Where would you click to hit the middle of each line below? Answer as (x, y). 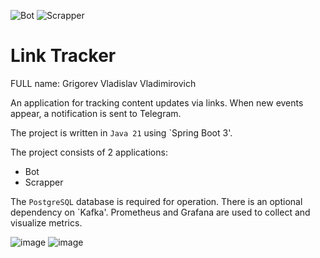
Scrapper (44, 182)
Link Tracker (63, 56)
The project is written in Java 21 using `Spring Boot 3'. (121, 132)
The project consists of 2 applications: (89, 152)
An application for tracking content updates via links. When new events (157, 102)
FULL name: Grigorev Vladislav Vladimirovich (103, 83)
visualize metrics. (46, 222)
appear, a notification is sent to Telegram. (96, 113)
